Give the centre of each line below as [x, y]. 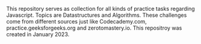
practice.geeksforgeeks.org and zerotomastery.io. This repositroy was [94, 28]
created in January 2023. [38, 34]
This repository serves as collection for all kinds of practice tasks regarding [101, 9]
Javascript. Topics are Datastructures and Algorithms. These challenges [97, 15]
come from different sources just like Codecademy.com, [77, 21]
